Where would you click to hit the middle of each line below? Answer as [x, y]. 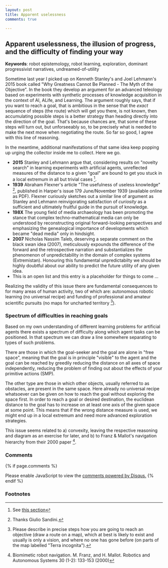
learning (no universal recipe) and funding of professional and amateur [78, 296]
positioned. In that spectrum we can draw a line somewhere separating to [81, 337]
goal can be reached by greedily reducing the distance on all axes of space [83, 363]
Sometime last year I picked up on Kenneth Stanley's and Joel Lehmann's [81, 79]
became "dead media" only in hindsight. [54, 234]
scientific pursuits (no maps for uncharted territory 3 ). [60, 302]
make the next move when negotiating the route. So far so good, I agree [79, 132]
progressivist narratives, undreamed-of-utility [52, 69]
